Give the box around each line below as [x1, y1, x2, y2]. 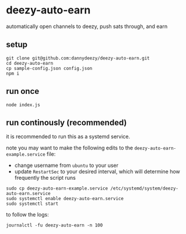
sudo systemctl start [6, 201, 59, 207]
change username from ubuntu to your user [14, 162, 118, 169]
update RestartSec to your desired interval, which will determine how [14, 168, 181, 175]
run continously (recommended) [6, 117, 127, 127]
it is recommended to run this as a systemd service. [6, 133, 131, 140]
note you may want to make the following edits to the [6, 144, 133, 152]
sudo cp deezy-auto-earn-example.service [6, 186, 108, 191]
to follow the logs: [6, 211, 50, 218]
